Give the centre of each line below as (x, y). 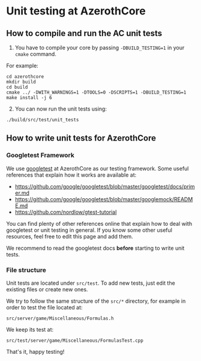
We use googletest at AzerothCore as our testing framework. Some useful (97, 168)
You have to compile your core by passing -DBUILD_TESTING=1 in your (100, 47)
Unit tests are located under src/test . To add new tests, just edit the (91, 283)
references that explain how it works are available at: (71, 175)
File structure (26, 270)
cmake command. (36, 54)
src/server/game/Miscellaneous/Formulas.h (60, 318)
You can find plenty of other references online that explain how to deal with (99, 223)
